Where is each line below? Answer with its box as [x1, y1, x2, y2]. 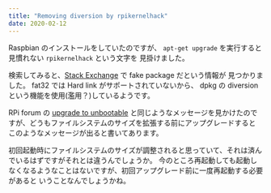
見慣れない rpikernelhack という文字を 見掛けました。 [8, 53, 189, 62]
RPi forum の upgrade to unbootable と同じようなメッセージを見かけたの [8, 107, 251, 118]
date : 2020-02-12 [8, 19, 67, 28]
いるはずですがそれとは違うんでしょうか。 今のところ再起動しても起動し [15, 155, 257, 165]
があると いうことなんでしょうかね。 [8, 175, 131, 185]
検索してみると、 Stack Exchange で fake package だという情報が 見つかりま [8, 70, 264, 79]
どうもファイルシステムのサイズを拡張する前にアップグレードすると [29, 118, 256, 127]
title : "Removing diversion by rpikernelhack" [8, 11, 168, 20]
